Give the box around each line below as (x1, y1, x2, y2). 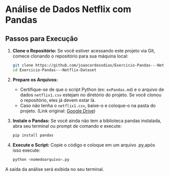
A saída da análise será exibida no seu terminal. (5, 166, 104, 172)
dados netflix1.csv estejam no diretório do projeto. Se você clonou (20, 92, 161, 98)
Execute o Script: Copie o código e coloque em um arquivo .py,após (12, 142, 155, 148)
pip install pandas (12, 133, 54, 138)
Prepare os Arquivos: (12, 77, 58, 83)
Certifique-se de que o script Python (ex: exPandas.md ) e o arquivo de (20, 86, 164, 92)
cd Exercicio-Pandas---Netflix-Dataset (12, 67, 97, 73)
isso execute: (12, 147, 40, 153)
